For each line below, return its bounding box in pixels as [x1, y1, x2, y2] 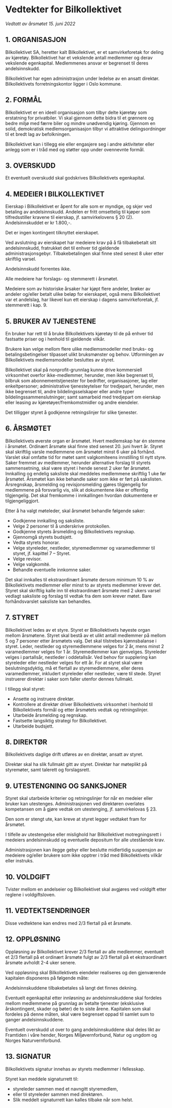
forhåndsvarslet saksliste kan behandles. [5, 598, 92, 605]
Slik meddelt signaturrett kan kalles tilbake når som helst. [12, 1096, 134, 1103]
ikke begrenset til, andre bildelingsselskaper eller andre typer [5, 389, 135, 394]
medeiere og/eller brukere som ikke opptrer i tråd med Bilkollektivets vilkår [5, 852, 162, 858]
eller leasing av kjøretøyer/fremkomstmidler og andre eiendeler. [5, 399, 139, 406]
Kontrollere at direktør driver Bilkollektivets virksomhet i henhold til [12, 701, 153, 707]
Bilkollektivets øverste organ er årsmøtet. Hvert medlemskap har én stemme [5, 437, 165, 444]
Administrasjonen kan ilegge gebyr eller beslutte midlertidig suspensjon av [5, 847, 163, 853]
